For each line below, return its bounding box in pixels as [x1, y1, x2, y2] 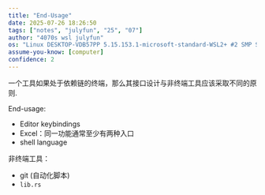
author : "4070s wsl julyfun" [8, 33, 104, 42]
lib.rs [19, 181, 42, 189]
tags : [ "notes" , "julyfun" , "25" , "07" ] [8, 26, 144, 34]
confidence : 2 [8, 56, 55, 64]
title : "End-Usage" [8, 11, 73, 20]
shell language [19, 137, 68, 147]
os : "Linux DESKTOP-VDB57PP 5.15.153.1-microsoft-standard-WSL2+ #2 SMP [8, 41, 252, 49]
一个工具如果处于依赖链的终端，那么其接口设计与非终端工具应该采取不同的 [8, 78, 250, 88]
